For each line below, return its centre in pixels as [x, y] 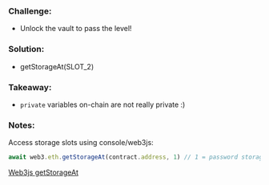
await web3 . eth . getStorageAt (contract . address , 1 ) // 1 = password [123, 157]
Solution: [26, 49]
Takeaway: [30, 87]
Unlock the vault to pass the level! [76, 29]
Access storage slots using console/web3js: [81, 143]
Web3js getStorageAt [43, 172]
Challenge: [30, 11]
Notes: [22, 125]
